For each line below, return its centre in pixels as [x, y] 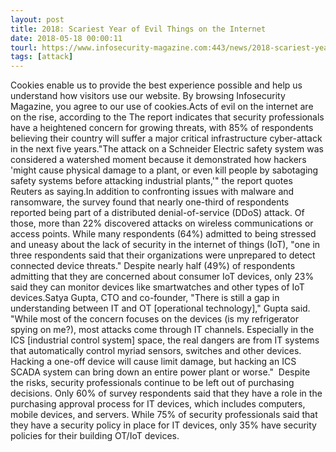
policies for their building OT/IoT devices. [95, 436]
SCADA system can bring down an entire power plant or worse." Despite [160, 372]
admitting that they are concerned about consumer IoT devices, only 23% [162, 277]
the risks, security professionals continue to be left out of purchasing [152, 383]
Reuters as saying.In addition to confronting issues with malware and [152, 192]
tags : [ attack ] [42, 57]
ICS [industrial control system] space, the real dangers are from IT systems [165, 340]
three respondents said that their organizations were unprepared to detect [163, 255]
